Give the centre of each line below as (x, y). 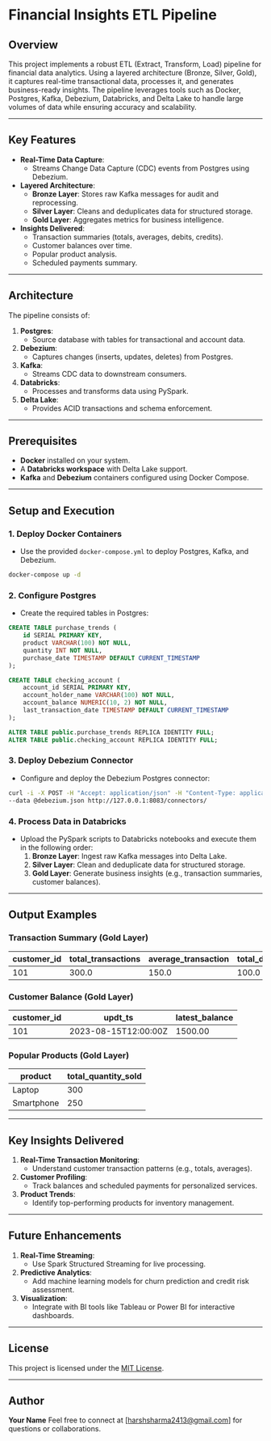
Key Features (42, 140)
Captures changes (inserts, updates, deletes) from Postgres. (133, 357)
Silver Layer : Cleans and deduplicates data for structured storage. (142, 211)
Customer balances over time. (82, 245)
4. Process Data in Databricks (67, 821)
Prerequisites (43, 441)
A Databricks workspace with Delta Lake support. (104, 469)
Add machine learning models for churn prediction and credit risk (141, 1281)
